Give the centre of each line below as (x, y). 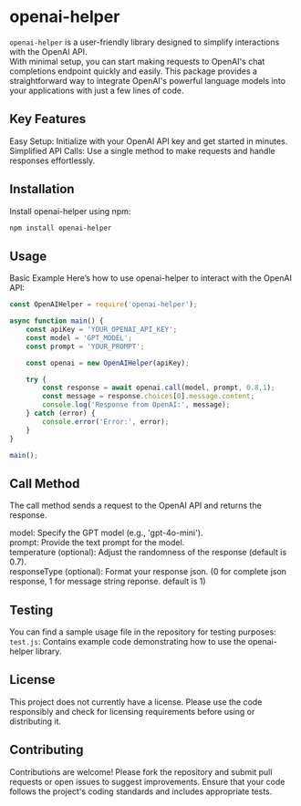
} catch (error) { (61, 413)
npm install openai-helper (61, 228)
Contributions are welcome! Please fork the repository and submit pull (141, 771)
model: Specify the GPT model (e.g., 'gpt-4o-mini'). (106, 533)
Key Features (48, 119)
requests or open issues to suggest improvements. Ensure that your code (147, 781)
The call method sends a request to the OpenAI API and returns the (135, 506)
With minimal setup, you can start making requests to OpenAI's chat (137, 61)
